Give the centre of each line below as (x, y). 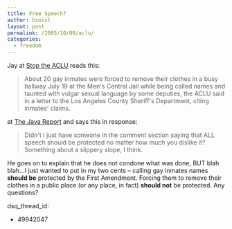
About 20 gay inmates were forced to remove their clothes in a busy (121, 79)
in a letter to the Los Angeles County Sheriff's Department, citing (116, 101)
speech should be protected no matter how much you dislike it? (115, 142)
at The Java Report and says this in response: (72, 121)
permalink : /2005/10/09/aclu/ (51, 33)
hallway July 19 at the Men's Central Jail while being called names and (125, 86)
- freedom (27, 46)
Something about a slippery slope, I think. (83, 150)
